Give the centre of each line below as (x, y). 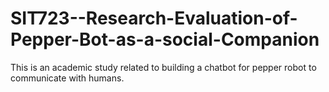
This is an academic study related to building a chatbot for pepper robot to (163, 67)
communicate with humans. (67, 78)
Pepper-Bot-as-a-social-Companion (165, 39)
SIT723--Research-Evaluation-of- (154, 18)
